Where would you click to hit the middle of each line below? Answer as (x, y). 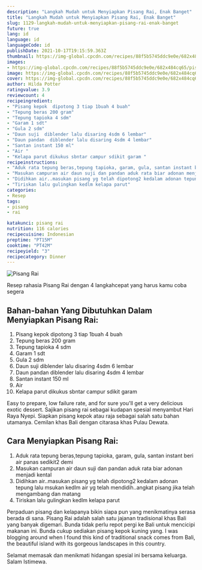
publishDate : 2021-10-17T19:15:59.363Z (57, 51)
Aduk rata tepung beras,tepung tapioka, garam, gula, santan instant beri (104, 456)
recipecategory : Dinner (37, 257)
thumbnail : (20, 56)
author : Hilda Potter (34, 85)
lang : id (18, 34)
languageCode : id (28, 46)
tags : (13, 201)
